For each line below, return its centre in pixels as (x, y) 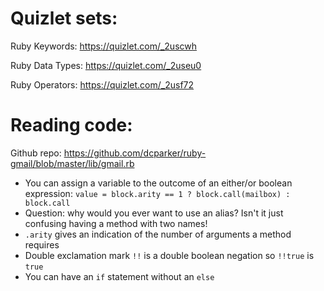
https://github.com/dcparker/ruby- (135, 153)
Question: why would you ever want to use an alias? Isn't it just (154, 213)
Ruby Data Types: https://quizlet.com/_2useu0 (106, 65)
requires (42, 244)
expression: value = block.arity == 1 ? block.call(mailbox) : (157, 193)
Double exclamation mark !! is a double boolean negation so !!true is (169, 255)
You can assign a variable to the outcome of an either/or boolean (158, 183)
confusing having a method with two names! (116, 223)
